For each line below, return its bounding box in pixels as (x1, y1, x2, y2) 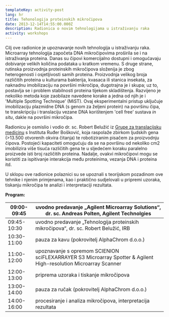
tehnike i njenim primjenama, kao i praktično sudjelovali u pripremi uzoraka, (5, 177, 161, 182)
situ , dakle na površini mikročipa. (5, 114, 74, 120)
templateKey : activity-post (5, 7, 64, 13)
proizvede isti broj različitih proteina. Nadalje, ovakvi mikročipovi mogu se (5, 151, 158, 157)
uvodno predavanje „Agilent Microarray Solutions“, (35, 204, 161, 211)
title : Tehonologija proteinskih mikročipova (5, 17, 102, 22)
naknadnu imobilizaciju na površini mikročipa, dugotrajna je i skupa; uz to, (5, 82, 158, 88)
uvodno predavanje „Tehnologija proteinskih (35, 219, 139, 225)
